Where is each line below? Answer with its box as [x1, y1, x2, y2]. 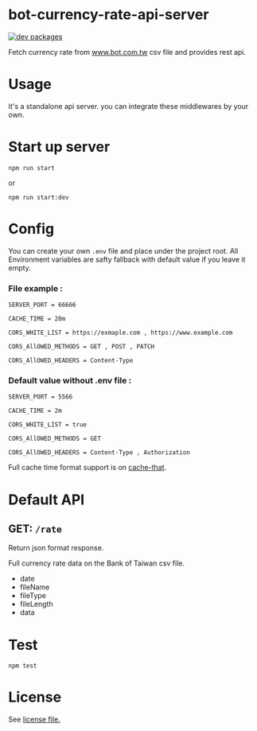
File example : [8, 282, 64, 294]
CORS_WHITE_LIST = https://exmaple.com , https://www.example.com [8, 329, 233, 337]
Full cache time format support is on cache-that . [8, 463, 167, 472]
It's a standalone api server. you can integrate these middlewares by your [8, 101, 249, 111]
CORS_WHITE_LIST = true [8, 421, 88, 429]
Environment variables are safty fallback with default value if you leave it [8, 255, 246, 264]
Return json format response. [8, 543, 104, 553]
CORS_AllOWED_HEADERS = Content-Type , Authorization [8, 449, 191, 457]
